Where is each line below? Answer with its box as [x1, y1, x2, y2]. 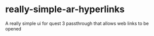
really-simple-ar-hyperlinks [5, 4, 125, 15]
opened [5, 25, 22, 31]
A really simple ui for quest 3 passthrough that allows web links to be [5, 20, 149, 26]
